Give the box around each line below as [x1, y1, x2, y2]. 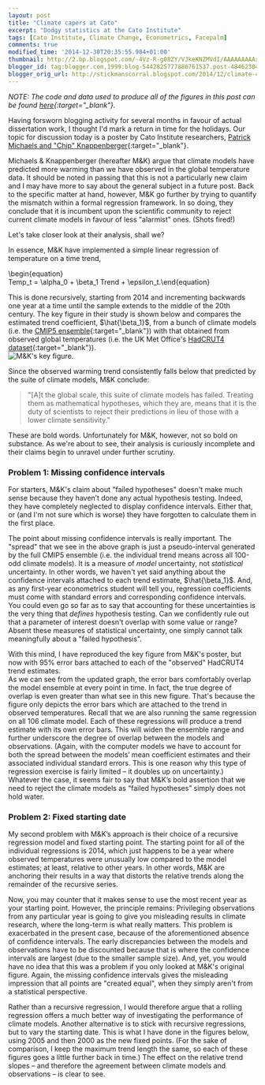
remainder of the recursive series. [8, 880, 118, 889]
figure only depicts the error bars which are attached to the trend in [8, 699, 227, 709]
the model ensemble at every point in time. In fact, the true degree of [8, 683, 233, 692]
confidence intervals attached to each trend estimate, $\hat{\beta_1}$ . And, [8, 575, 253, 584]
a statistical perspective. [8, 987, 88, 997]
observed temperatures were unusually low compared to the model [8, 855, 227, 864]
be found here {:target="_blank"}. [8, 100, 116, 110]
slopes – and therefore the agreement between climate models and [8, 1061, 226, 1071]
